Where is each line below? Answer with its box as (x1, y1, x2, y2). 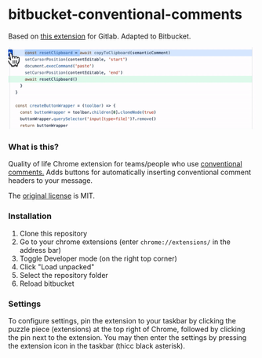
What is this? (8, 141, 59, 152)
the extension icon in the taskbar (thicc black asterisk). (8, 341, 186, 350)
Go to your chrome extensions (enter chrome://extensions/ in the (19, 237, 231, 247)
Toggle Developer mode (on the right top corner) (19, 254, 178, 263)
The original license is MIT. (8, 191, 96, 201)
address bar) (19, 245, 61, 254)
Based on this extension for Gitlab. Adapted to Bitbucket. (8, 31, 191, 41)
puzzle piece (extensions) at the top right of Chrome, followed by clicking (8, 324, 246, 334)
